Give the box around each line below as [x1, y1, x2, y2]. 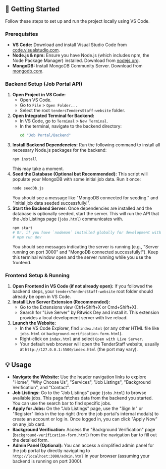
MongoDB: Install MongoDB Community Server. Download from [12, 63, 143, 69]
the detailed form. [12, 437, 49, 443]
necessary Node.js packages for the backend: [12, 147, 107, 153]
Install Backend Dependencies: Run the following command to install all [12, 142, 160, 148]
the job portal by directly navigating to [12, 447, 90, 454]
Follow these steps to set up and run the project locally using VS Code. [5, 18, 150, 24]
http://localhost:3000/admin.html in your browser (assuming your [12, 453, 150, 459]
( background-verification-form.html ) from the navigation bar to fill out [12, 432, 157, 438]
